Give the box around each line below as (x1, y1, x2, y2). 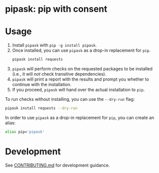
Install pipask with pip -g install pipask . (12, 42, 97, 48)
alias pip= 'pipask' (5, 129, 45, 134)
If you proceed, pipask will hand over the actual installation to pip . (12, 87, 145, 92)
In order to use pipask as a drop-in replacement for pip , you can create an (5, 115, 154, 120)
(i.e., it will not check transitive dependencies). (12, 71, 107, 77)
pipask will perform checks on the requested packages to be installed (12, 66, 153, 72)
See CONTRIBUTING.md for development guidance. (5, 162, 110, 168)
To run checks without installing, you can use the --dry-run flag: (5, 96, 135, 102)
